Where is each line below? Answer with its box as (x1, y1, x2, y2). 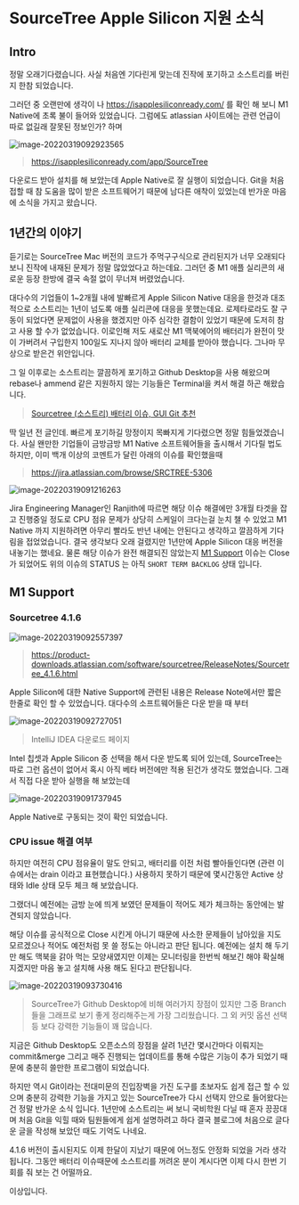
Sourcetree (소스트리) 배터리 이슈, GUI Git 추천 (30, 407, 197, 419)
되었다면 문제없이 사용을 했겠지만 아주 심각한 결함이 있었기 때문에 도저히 (25, 314, 276, 325)
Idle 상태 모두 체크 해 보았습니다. (25, 880, 139, 890)
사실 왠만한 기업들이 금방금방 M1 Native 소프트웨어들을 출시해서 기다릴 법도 (20, 438, 283, 448)
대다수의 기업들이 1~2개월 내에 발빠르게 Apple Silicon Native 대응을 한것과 (9, 291, 270, 303)
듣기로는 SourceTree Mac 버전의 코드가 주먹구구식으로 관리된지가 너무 (9, 250, 255, 261)
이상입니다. (9, 1185, 48, 1196)
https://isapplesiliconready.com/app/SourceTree (30, 157, 209, 167)
